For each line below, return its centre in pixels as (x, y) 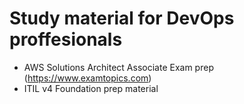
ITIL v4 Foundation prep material (91, 88)
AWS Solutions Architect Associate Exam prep (118, 67)
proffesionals (66, 39)
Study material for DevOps (122, 18)
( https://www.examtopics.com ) (87, 78)
